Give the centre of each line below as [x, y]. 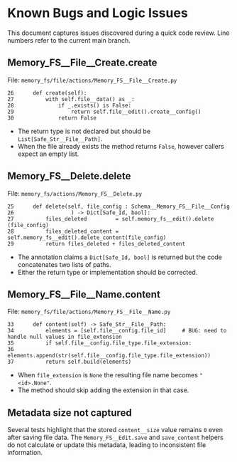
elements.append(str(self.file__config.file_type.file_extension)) [109, 356]
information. [25, 453]
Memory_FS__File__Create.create [82, 63]
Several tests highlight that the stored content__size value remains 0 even [115, 430]
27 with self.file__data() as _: [71, 99]
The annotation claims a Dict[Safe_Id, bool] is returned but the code [120, 257]
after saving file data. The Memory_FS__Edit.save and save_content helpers [115, 437]
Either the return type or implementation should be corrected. [108, 272]
